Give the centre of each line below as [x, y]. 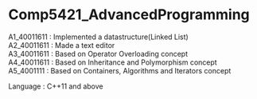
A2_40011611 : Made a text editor [62, 45]
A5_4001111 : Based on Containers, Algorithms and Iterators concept [120, 70]
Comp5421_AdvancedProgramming [129, 15]
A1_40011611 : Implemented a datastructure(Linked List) [98, 37]
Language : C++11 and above [56, 86]
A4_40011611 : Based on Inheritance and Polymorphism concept [113, 62]
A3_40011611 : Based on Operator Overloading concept [98, 53]
